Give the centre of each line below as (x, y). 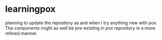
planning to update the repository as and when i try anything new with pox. (81, 23)
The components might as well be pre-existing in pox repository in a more (80, 28)
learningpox (30, 9)
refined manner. (21, 33)
